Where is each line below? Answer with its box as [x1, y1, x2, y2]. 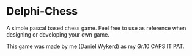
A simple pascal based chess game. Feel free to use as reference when [6, 24, 186, 32]
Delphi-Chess [6, 4, 78, 18]
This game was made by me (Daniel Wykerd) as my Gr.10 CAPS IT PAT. [6, 43, 185, 50]
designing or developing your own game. [6, 30, 110, 38]
